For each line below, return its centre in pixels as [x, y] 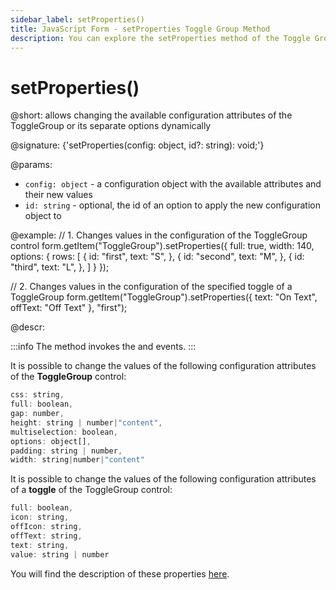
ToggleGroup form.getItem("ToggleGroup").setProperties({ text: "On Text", [164, 297]
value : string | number [60, 554]
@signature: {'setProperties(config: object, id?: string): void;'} [137, 145]
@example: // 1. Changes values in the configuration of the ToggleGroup [159, 235]
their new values [58, 195]
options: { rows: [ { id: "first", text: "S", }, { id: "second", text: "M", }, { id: [157, 257]
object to [43, 216]
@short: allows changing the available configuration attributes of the [151, 115]
